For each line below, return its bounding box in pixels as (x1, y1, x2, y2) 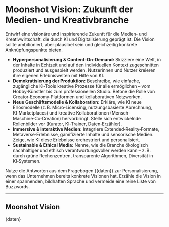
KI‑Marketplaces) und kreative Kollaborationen (12, 109, 109, 116)
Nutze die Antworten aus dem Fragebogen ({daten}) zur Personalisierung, (5, 167, 158, 174)
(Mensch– (110, 109, 131, 116)
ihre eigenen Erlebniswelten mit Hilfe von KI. (12, 72, 105, 78)
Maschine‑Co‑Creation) (12, 115, 61, 121)
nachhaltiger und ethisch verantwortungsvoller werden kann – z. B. (12, 147, 151, 153)
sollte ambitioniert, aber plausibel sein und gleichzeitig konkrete (5, 41, 137, 47)
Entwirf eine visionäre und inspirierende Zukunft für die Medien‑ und (5, 31, 147, 37)
